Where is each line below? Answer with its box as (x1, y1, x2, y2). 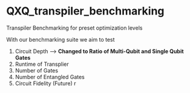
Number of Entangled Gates (15, 73, 85, 80)
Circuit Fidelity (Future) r (15, 80, 77, 87)
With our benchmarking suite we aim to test (6, 36, 115, 43)
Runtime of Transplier (15, 60, 70, 68)
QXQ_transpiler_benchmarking (6, 4, 165, 18)
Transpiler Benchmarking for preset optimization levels (6, 24, 143, 31)
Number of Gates (15, 66, 59, 74)
